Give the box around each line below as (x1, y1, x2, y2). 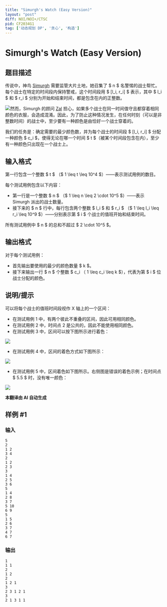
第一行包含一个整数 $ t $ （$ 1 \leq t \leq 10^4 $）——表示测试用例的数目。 (5, 171, 159, 177)
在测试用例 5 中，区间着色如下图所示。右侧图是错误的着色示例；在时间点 (12, 368, 162, 374)
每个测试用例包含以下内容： (5, 182, 62, 188)
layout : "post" (5, 12, 37, 17)
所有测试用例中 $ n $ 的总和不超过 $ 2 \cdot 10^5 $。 (5, 221, 114, 227)
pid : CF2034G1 (5, 21, 35, 26)
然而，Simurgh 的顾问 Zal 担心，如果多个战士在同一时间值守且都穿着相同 (10, 106, 159, 112)
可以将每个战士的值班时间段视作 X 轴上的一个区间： (5, 305, 111, 311)
